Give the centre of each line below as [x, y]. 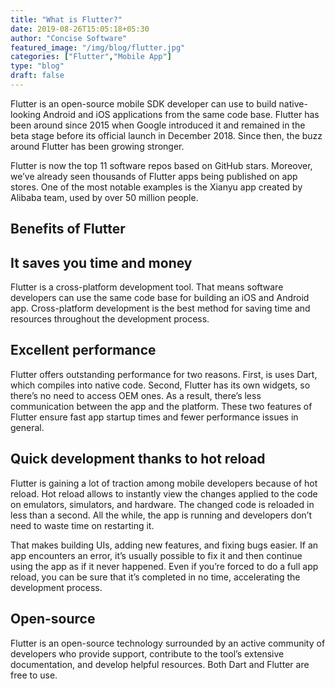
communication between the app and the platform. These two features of [161, 406]
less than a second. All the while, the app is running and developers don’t [161, 515]
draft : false [37, 76]
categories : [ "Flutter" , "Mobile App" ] [91, 57]
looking [26, 114]
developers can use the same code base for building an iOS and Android [160, 298]
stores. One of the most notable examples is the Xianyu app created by [156, 187]
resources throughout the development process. [110, 319]
